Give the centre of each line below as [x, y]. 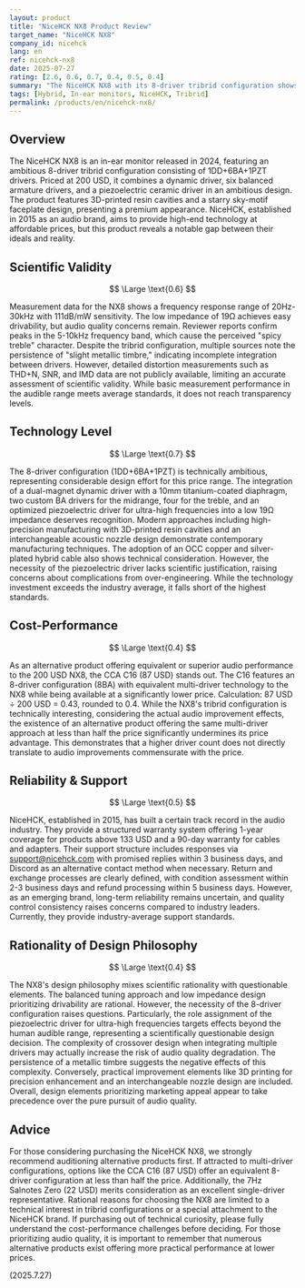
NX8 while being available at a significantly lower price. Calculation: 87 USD [151, 694]
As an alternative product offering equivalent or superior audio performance [152, 665]
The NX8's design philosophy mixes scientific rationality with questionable [148, 985]
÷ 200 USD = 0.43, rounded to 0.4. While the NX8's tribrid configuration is [148, 704]
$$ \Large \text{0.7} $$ [152, 453]
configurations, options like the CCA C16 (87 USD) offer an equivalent [139, 1171]
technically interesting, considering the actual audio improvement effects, [147, 713]
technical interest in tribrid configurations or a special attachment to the [143, 1210]
